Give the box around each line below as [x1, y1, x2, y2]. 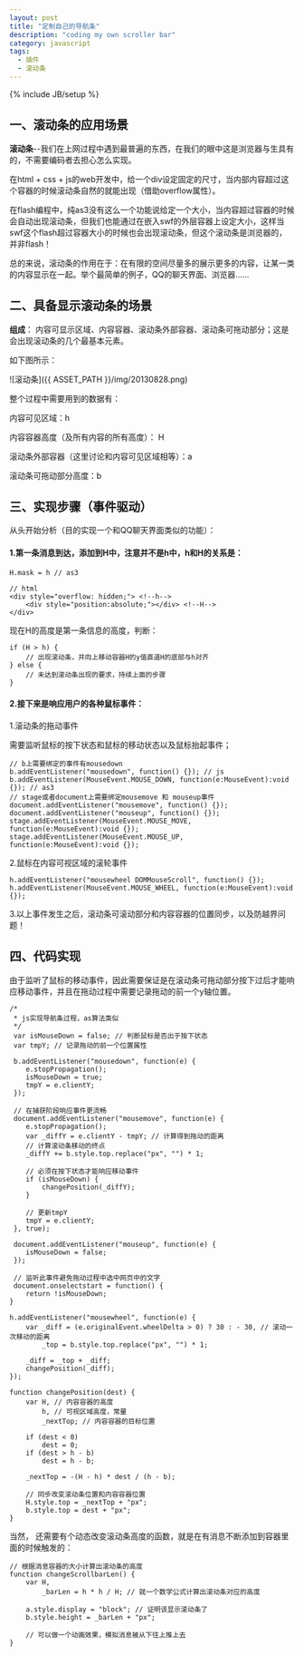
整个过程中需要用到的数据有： [9, 393, 120, 404]
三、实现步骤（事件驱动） [9, 499, 152, 514]
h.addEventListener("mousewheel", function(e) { [9, 1312, 196, 1322]
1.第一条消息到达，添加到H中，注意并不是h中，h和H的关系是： [9, 547, 244, 558]
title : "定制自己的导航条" [9, 22, 100, 31]
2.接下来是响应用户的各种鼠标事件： [9, 698, 145, 709]
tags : [9, 47, 30, 56]
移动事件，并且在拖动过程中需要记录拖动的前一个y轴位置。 [16, 986, 236, 997]
